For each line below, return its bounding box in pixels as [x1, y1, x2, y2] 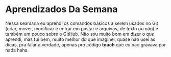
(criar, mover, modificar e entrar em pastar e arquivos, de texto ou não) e [5, 25, 158, 31]
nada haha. [5, 47, 29, 53]
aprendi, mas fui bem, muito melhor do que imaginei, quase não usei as [5, 36, 156, 42]
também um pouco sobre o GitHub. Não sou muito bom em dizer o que [5, 31, 155, 37]
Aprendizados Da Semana [5, 4, 118, 15]
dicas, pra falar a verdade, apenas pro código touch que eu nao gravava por [5, 41, 166, 47]
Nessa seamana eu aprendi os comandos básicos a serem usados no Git [5, 20, 158, 26]
